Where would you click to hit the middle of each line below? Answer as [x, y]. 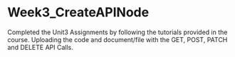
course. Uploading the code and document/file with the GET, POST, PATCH [117, 39]
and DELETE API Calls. [40, 47]
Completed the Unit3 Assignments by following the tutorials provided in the [117, 32]
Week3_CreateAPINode [78, 12]
